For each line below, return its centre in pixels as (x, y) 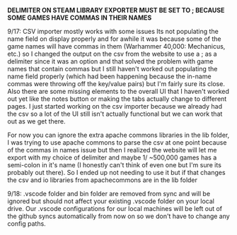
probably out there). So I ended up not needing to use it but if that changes (116, 173)
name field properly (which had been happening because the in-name (109, 76)
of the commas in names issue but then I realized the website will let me (112, 150)
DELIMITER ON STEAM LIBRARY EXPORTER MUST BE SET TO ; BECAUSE (116, 10)
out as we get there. (36, 121)
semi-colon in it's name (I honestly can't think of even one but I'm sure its (114, 165)
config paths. (27, 224)
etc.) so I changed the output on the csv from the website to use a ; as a (112, 54)
